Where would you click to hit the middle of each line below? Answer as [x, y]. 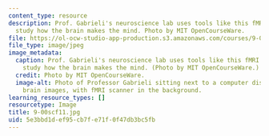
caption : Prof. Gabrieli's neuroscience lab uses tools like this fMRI [138, 61]
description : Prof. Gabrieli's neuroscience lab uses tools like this [128, 23]
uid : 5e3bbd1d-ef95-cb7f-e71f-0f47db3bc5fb [82, 120]
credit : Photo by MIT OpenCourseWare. [80, 75]
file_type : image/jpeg [46, 46]
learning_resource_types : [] [57, 98]
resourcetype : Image [43, 105]
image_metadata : [35, 53]
